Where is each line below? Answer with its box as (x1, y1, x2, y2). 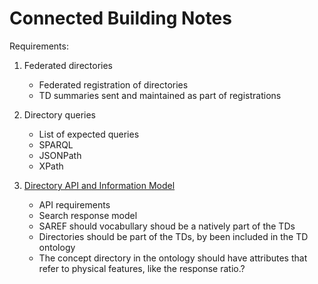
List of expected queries (38, 128, 140, 140)
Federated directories (23, 59, 113, 71)
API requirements (38, 198, 111, 211)
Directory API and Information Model (23, 179, 176, 191)
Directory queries (23, 108, 96, 121)
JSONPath (38, 149, 82, 161)
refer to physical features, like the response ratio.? (38, 262, 246, 274)
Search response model (38, 209, 138, 221)
